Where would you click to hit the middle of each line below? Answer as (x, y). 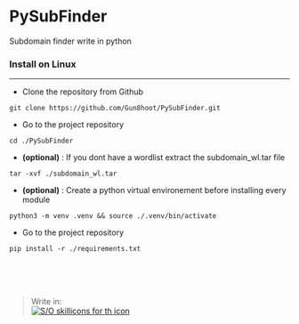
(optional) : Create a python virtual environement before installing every (154, 190)
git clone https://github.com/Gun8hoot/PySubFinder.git (115, 109)
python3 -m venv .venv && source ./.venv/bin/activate (113, 216)
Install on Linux (43, 64)
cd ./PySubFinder (41, 141)
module (36, 200)
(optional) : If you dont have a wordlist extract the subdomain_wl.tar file (154, 158)
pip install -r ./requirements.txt (75, 249)
